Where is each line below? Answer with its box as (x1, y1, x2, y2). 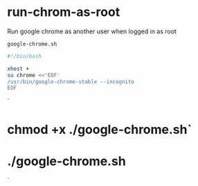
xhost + (7, 65, 30, 72)
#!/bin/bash (7, 53, 42, 60)
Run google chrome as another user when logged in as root (7, 27, 177, 35)
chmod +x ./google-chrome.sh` (7, 121, 192, 137)
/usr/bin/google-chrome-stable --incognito (7, 78, 135, 85)
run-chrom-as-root (7, 4, 120, 20)
